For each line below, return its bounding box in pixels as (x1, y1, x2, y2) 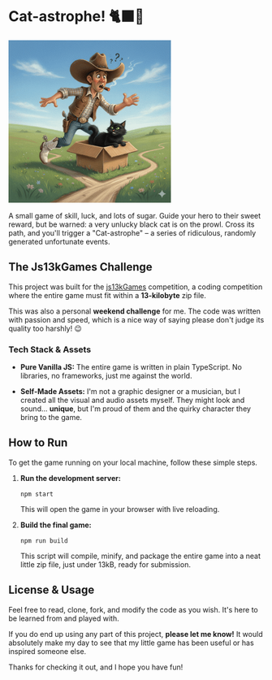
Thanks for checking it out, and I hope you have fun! (8, 662, 183, 672)
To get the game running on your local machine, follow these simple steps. (8, 457, 258, 467)
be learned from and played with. (8, 613, 119, 623)
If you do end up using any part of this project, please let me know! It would (8, 629, 263, 639)
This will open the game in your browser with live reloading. (19, 504, 220, 513)
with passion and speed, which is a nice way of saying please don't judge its (8, 314, 265, 324)
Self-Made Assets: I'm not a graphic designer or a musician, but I (19, 387, 241, 396)
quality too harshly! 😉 (8, 323, 83, 333)
